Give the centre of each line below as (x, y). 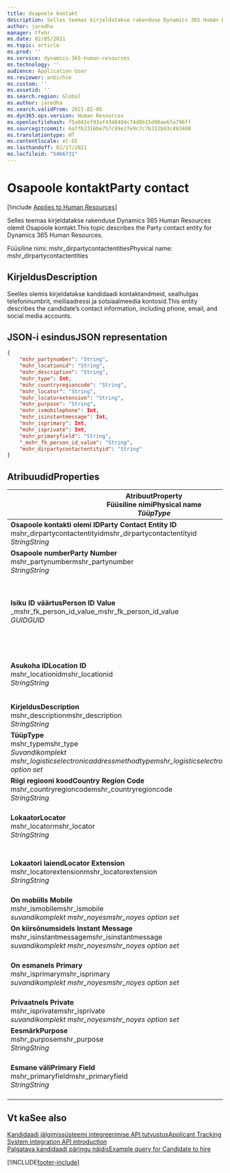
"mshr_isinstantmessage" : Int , (64, 417)
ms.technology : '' (33, 65)
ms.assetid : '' (29, 90)
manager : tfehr (29, 33)
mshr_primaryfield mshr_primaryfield (69, 1076)
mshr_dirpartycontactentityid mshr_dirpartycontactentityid (104, 533)
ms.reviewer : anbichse (39, 77)
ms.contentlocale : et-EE (42, 142)
